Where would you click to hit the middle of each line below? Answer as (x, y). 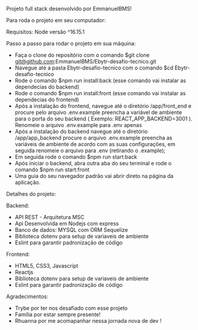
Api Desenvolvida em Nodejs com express (67, 223)
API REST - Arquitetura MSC (49, 217)
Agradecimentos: (27, 296)
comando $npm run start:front (52, 169)
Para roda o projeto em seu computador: (56, 20)
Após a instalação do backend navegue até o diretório (81, 131)
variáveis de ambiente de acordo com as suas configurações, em (95, 144)
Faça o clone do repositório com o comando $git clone (82, 55)
